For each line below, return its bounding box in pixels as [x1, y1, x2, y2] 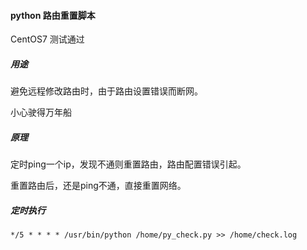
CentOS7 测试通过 [10, 33, 85, 45]
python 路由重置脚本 [10, 9, 96, 21]
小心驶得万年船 [10, 106, 72, 119]
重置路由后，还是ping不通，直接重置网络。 [10, 180, 187, 192]
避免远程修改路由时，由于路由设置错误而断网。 [10, 85, 203, 97]
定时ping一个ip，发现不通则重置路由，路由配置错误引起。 [10, 158, 247, 170]
